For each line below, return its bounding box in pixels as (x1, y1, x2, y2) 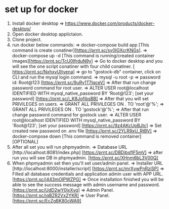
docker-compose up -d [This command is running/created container (12, 52, 155, 59)
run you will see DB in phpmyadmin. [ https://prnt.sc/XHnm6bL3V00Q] (12, 154, 158, 160)
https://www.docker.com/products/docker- (65, 20, 155, 26)
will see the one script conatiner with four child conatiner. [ (12, 63, 135, 69)
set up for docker (5, 4, 78, 15)
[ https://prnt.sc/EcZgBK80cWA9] (12, 197, 81, 203)
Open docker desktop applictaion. (12, 31, 83, 37)
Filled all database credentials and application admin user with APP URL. (12, 171, 163, 177)
